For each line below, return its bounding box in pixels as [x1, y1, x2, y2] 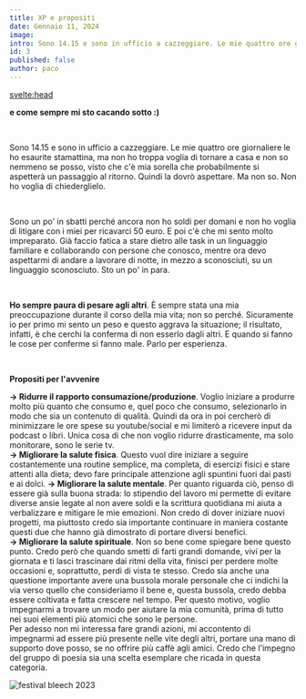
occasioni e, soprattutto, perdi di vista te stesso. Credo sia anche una [9, 565, 270, 576]
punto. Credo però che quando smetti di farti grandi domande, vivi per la [9, 545, 281, 556]
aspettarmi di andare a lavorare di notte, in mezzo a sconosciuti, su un [9, 254, 273, 265]
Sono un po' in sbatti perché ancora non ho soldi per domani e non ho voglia [9, 216, 297, 227]
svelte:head [9, 88, 54, 100]
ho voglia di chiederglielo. [9, 180, 107, 191]
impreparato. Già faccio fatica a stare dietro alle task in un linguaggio [9, 235, 268, 246]
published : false [9, 56, 76, 65]
